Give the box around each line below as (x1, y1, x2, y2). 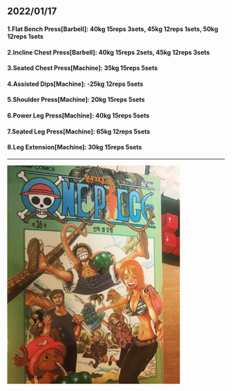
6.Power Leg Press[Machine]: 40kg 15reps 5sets (7, 111, 150, 120)
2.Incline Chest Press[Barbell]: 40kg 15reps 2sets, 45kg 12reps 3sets (7, 48, 211, 56)
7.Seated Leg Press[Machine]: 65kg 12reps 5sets (7, 127, 151, 136)
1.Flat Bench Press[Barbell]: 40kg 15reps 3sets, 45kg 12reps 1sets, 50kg (7, 24, 219, 33)
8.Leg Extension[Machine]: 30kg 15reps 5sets (7, 143, 142, 152)
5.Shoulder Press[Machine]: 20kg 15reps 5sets (7, 96, 145, 104)
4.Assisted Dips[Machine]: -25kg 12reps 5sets (7, 80, 144, 88)
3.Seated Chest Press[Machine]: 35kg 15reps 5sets (7, 64, 158, 72)
